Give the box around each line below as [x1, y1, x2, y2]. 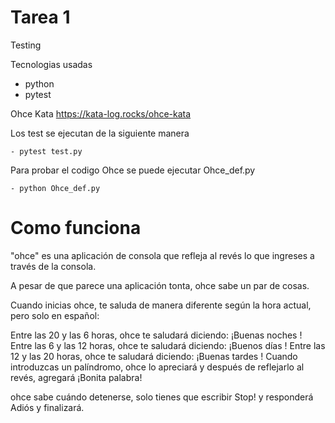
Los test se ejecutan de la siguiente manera [10, 127, 190, 139]
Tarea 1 [10, 6, 71, 29]
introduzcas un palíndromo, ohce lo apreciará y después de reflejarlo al [10, 361, 305, 373]
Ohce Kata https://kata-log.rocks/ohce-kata [10, 107, 192, 120]
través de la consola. [10, 260, 97, 272]
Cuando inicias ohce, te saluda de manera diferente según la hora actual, [10, 299, 312, 311]
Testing [10, 39, 42, 51]
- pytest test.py [10, 146, 83, 156]
